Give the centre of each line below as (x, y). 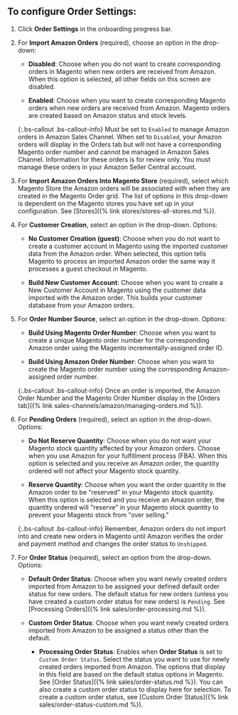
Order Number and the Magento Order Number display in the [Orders (119, 398)
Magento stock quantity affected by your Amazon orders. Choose (124, 448)
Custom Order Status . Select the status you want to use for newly (134, 659)
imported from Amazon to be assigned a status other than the (119, 630)
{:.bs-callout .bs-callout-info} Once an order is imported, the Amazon (119, 390)
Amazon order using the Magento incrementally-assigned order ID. (126, 348)
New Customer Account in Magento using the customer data (117, 290)
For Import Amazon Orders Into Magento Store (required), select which (123, 181)
